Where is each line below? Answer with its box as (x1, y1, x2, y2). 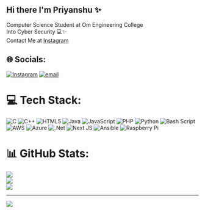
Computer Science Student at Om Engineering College (6, 21, 143, 28)
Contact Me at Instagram (6, 37, 69, 44)
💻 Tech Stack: (6, 93, 82, 107)
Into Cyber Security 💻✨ (6, 27, 67, 35)
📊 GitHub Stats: (6, 146, 90, 161)
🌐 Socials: (6, 54, 46, 65)
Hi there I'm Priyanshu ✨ (6, 5, 102, 15)
